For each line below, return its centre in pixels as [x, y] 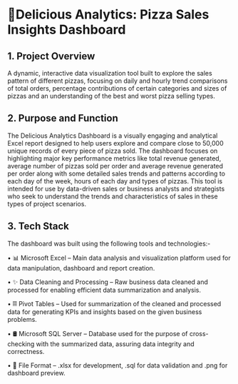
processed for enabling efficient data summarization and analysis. [104, 290]
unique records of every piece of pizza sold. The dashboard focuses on [113, 151]
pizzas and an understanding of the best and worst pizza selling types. [111, 96]
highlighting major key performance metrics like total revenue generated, [114, 158]
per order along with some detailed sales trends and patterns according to [117, 173]
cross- [199, 333]
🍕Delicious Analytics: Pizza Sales [108, 15]
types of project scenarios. [47, 203]
